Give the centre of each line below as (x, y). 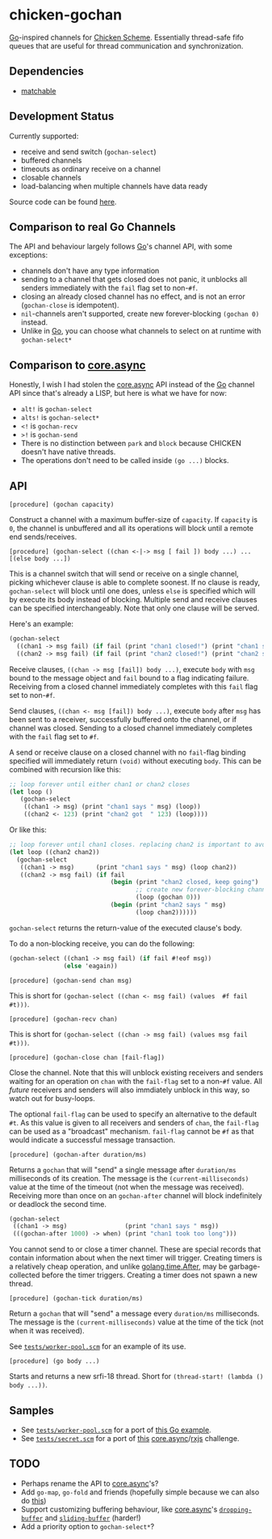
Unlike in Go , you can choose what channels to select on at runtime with (141, 331)
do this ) (33, 1500)
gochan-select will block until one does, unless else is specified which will (132, 591)
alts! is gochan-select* (60, 418)
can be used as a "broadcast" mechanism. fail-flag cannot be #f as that (132, 1131)
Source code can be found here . (63, 202)
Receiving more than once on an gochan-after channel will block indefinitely (136, 1195)
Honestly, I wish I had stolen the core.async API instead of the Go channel (132, 385)
